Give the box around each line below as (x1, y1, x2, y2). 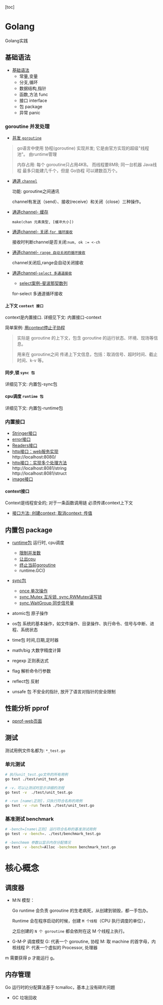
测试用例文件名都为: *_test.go (5, 748, 65, 753)
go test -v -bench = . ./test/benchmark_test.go (5, 832, 101, 836)
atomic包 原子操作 (12, 610, 49, 616)
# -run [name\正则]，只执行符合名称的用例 (5, 799, 82, 803)
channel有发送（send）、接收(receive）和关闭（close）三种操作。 (12, 199, 144, 204)
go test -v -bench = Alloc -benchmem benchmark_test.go (5, 845, 116, 850)
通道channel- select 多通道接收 (12, 270, 72, 276)
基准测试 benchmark (5, 816, 54, 822)
